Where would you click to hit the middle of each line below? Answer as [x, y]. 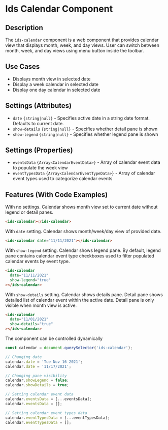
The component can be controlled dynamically [54, 338]
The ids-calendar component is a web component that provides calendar [82, 40]
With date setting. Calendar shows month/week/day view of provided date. [83, 232]
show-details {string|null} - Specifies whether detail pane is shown [85, 129]
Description [24, 28]
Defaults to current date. [38, 123]
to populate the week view [40, 168]
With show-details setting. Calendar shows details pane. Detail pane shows [84, 294]
